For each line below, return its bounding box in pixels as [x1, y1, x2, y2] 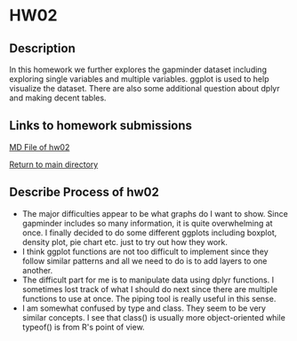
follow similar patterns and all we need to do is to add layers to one [21, 255, 268, 266]
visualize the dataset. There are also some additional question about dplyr [9, 83, 280, 93]
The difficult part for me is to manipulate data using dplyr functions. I [21, 274, 274, 285]
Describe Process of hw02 [9, 185, 160, 200]
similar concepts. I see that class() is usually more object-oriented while [21, 312, 286, 322]
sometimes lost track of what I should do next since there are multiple [21, 283, 278, 294]
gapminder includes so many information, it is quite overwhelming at [21, 218, 273, 228]
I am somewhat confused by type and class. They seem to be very [21, 303, 267, 313]
